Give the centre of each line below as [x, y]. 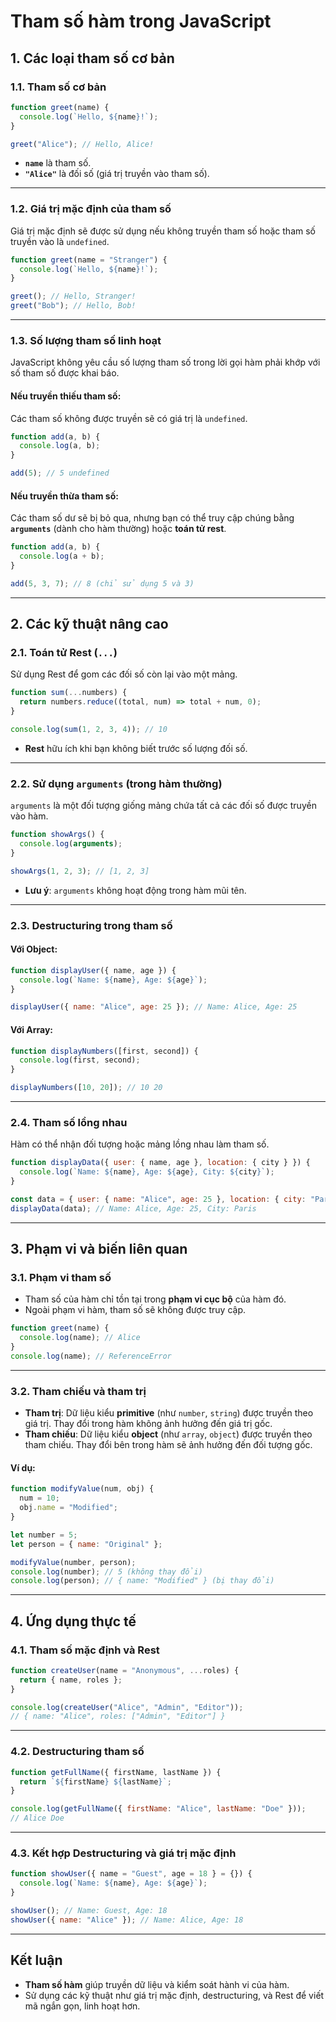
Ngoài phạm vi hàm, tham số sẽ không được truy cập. [135, 1310]
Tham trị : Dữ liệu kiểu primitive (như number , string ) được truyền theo [169, 1413]
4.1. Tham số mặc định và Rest [85, 1650]
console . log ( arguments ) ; [71, 844]
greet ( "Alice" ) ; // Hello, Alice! [82, 144]
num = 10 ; [39, 1498]
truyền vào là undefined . [60, 241]
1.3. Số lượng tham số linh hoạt [86, 340]
